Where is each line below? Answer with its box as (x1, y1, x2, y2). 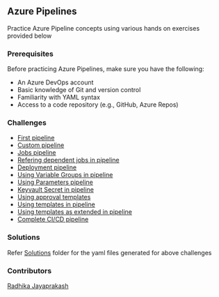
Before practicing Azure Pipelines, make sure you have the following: (7, 65, 204, 73)
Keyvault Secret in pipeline (17, 185, 94, 194)
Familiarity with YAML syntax (17, 93, 101, 102)
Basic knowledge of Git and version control (17, 86, 141, 94)
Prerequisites (7, 49, 54, 59)
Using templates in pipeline (17, 200, 95, 208)
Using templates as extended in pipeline (17, 208, 133, 216)
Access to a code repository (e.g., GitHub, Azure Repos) (17, 100, 179, 109)
